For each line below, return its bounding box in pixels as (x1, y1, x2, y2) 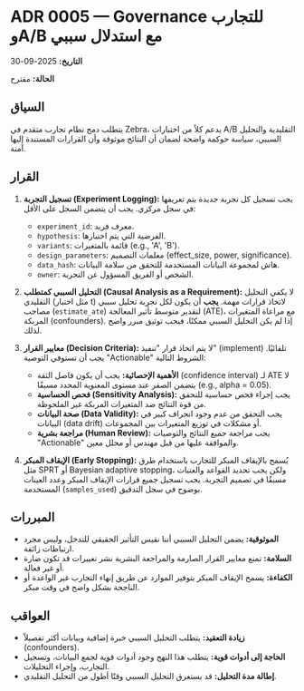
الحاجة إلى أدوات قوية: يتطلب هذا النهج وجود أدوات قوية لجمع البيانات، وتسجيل (23, 651, 286, 663)
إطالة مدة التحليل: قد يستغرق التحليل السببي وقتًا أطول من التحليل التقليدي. (23, 671, 277, 682)
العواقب (10, 608, 51, 623)
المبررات (10, 510, 55, 525)
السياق (10, 100, 44, 115)
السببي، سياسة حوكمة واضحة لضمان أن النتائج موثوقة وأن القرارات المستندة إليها (10, 133, 281, 144)
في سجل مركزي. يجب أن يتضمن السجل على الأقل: (23, 202, 196, 214)
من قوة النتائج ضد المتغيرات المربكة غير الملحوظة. (36, 398, 207, 409)
